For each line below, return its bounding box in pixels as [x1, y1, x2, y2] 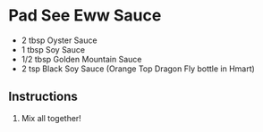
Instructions [8, 89, 78, 104]
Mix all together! [21, 112, 81, 123]
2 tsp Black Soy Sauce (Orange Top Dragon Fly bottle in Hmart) [21, 63, 256, 74]
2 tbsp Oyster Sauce [21, 35, 98, 45]
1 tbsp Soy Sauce [21, 44, 86, 54]
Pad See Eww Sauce [8, 5, 162, 26]
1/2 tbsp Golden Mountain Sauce [21, 54, 142, 64]
